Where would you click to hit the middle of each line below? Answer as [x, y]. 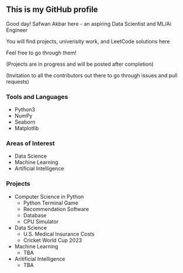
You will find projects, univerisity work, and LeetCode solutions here [88, 41]
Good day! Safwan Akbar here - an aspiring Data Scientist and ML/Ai [89, 23]
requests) [18, 81]
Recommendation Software [56, 209]
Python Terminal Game [51, 203]
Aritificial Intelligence [40, 259]
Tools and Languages [37, 97]
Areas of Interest [30, 144]
